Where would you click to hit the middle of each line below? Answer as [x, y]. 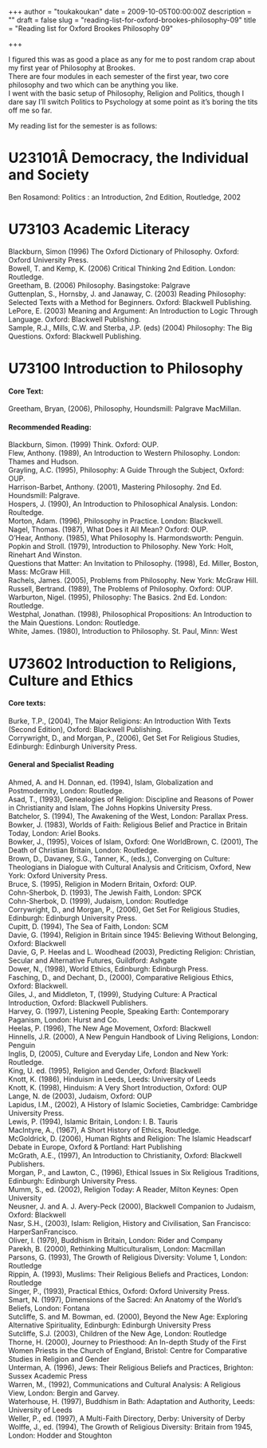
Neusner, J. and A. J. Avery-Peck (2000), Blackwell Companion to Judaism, [132, 1207]
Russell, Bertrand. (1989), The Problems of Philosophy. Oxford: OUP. [121, 589]
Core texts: [27, 703]
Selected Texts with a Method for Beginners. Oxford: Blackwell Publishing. [130, 302]
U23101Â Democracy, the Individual [128, 158]
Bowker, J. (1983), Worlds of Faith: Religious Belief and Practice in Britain [128, 825]
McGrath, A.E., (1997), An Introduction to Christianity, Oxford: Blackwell [125, 1156]
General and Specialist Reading [61, 765]
